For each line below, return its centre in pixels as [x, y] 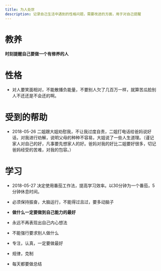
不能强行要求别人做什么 [35, 233]
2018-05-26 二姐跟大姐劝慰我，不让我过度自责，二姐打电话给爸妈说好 [82, 132]
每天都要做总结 [27, 264]
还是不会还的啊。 [42, 96]
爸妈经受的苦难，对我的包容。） [43, 150]
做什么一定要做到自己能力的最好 [44, 212]
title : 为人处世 [20, 9]
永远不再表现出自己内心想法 [40, 223]
